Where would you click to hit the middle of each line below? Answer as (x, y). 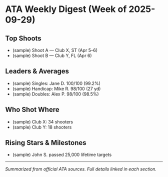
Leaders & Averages (37, 71)
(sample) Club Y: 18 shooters (42, 127)
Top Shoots (23, 38)
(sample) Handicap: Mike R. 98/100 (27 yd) (56, 88)
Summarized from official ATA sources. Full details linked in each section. (81, 169)
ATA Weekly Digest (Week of (66, 9)
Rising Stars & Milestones (46, 143)
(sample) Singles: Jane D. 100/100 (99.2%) (56, 83)
